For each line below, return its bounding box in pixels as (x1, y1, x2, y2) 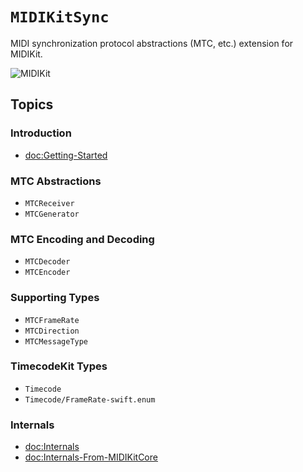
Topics (10, 96, 54, 113)
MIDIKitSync (10, 8, 110, 27)
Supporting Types (10, 291, 100, 305)
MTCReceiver (24, 198, 75, 208)
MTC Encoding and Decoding (10, 232, 155, 246)
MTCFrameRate (24, 315, 80, 325)
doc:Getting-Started (24, 149, 108, 161)
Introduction (10, 126, 72, 140)
